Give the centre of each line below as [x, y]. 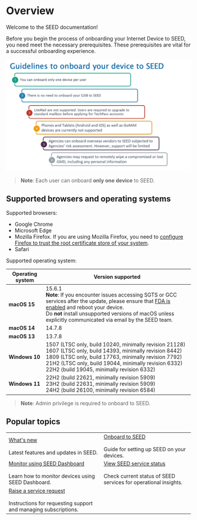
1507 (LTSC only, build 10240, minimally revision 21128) [116, 344]
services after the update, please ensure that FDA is [108, 301]
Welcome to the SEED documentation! [52, 27]
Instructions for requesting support [50, 503]
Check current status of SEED [140, 476]
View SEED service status [135, 464]
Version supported [117, 277]
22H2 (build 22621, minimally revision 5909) [101, 378]
